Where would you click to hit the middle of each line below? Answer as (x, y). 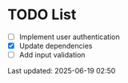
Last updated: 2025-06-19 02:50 (62, 71)
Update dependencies (56, 46)
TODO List (42, 15)
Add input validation (52, 55)
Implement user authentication (70, 37)
